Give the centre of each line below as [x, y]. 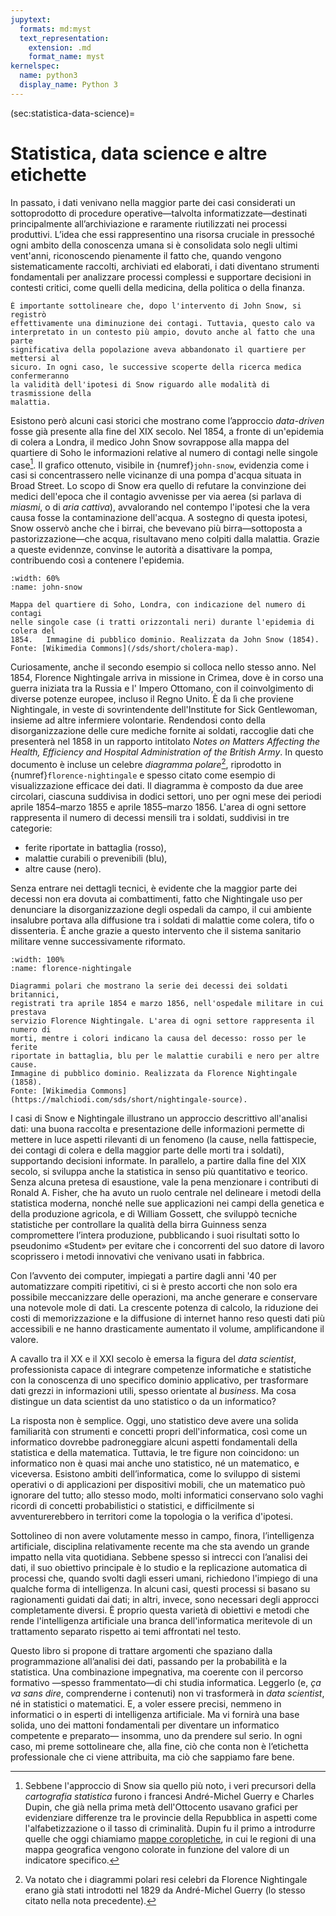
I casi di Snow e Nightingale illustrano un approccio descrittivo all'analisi [159, 1118]
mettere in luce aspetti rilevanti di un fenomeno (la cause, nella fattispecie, [163, 1139]
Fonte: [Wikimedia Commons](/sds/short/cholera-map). [125, 649]
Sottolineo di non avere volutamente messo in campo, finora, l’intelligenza [162, 1535]
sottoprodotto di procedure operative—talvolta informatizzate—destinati [159, 213]
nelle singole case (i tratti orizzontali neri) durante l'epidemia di [162, 622]
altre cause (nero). [63, 869]
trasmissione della [51, 393]
